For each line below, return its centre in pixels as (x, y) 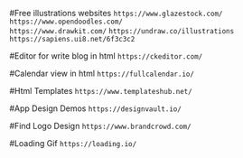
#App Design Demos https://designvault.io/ (96, 108)
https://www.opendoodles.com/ (66, 22)
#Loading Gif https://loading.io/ (73, 143)
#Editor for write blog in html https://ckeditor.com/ (106, 56)
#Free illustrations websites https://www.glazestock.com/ (116, 13)
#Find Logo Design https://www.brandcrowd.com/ (100, 126)
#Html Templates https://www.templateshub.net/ (101, 91)
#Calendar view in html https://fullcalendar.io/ (102, 73)
